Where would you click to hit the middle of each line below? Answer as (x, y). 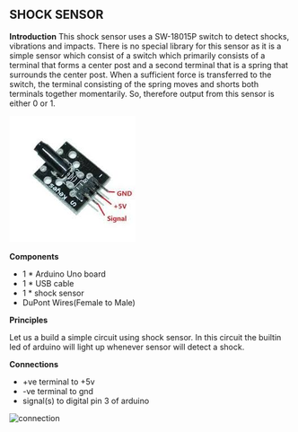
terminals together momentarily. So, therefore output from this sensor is (142, 93)
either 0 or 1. (32, 103)
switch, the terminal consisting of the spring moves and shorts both (134, 84)
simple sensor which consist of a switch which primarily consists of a (137, 55)
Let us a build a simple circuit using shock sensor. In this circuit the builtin (145, 337)
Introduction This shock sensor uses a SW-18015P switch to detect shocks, (149, 36)
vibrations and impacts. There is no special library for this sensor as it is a (145, 46)
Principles (29, 320)
